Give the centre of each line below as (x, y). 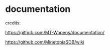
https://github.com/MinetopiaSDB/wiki (45, 42)
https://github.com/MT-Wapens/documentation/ (55, 32)
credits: (13, 23)
